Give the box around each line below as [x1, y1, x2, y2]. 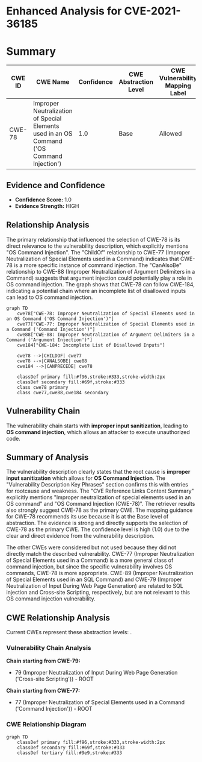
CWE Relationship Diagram [6, 720, 87, 729]
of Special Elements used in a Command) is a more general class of [6, 556, 174, 564]
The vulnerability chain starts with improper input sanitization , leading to [6, 422, 188, 429]
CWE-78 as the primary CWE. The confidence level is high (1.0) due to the [6, 526, 189, 533]
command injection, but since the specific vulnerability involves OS [6, 563, 173, 570]
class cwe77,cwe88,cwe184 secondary [17, 389, 109, 395]
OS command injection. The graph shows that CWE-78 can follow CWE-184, [6, 280, 195, 288]
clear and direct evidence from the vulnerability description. [6, 532, 155, 540]
